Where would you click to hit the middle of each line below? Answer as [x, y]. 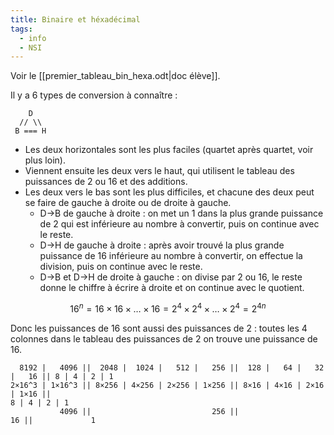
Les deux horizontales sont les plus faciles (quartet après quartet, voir [169, 150]
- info [33, 38]
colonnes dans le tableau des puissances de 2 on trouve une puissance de [164, 338]
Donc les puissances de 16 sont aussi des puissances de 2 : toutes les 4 [159, 328]
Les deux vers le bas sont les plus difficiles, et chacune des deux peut [169, 192]
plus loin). [45, 160]
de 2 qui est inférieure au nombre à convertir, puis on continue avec [179, 224]
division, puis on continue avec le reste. [121, 267]
